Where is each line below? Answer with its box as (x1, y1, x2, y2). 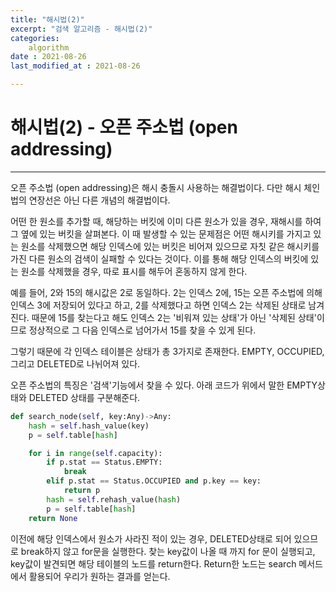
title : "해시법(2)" (10, 14, 85, 25)
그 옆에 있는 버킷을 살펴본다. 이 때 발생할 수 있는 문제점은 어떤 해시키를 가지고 (10, 227, 312, 240)
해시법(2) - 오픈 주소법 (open (10, 116, 238, 139)
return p (63, 486, 101, 496)
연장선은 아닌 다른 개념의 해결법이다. (28, 194, 171, 206)
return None (28, 513, 78, 523)
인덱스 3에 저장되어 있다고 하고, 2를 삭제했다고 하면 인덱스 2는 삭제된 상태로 (10, 299, 307, 311)
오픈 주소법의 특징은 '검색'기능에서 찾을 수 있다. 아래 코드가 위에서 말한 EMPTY (10, 379, 318, 391)
